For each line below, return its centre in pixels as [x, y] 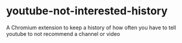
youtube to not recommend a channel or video [63, 33]
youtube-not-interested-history [87, 11]
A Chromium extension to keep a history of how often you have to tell [91, 27]
